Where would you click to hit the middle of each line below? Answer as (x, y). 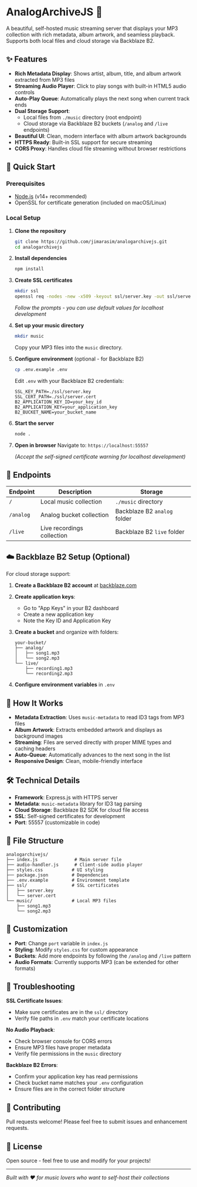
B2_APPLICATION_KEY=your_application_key (66, 407)
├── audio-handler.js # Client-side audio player (74, 865)
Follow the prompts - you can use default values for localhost (89, 308)
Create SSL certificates (43, 280)
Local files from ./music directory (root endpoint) (82, 117)
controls (25, 92)
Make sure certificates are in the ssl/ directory (71, 1012)
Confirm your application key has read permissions (76, 1076)
